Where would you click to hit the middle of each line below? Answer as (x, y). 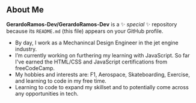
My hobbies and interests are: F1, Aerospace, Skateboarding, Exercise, (103, 74)
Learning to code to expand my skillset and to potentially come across (102, 87)
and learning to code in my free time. (61, 81)
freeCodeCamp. (35, 68)
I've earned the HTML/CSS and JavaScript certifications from (91, 62)
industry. (26, 49)
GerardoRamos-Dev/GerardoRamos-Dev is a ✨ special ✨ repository (92, 24)
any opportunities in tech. (47, 93)
